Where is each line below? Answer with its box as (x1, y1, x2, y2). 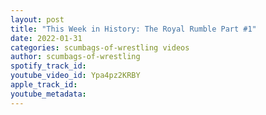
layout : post (10, 14, 65, 25)
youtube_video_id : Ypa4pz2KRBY (10, 71, 141, 81)
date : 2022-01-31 (10, 33, 83, 43)
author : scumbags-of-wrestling (10, 52, 141, 62)
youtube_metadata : (10, 89, 87, 99)
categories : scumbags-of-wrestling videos (10, 42, 190, 53)
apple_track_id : (10, 80, 78, 90)
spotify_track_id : (10, 61, 87, 71)
